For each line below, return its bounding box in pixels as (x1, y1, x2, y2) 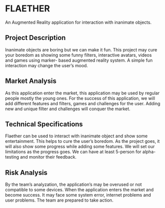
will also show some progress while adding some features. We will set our (5, 144, 155, 150)
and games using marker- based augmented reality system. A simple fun (5, 57, 153, 63)
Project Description (5, 34, 66, 42)
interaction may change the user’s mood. (5, 62, 88, 68)
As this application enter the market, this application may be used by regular (5, 90, 160, 96)
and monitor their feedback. (20, 154, 77, 160)
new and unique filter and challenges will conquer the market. (5, 106, 131, 112)
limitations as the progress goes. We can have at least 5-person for (5, 149, 142, 155)
